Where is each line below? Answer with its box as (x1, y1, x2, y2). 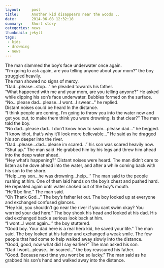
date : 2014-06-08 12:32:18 (5, 16, 74, 21)
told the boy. (5, 120, 31, 126)
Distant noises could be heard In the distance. (5, 105, 98, 110)
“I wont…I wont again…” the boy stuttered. (5, 220, 91, 226)
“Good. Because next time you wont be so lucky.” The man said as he (5, 252, 146, 258)
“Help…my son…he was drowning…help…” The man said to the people (5, 173, 148, 179)
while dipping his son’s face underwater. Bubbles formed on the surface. (5, 94, 153, 100)
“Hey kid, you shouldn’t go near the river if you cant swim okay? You (5, 204, 144, 211)
